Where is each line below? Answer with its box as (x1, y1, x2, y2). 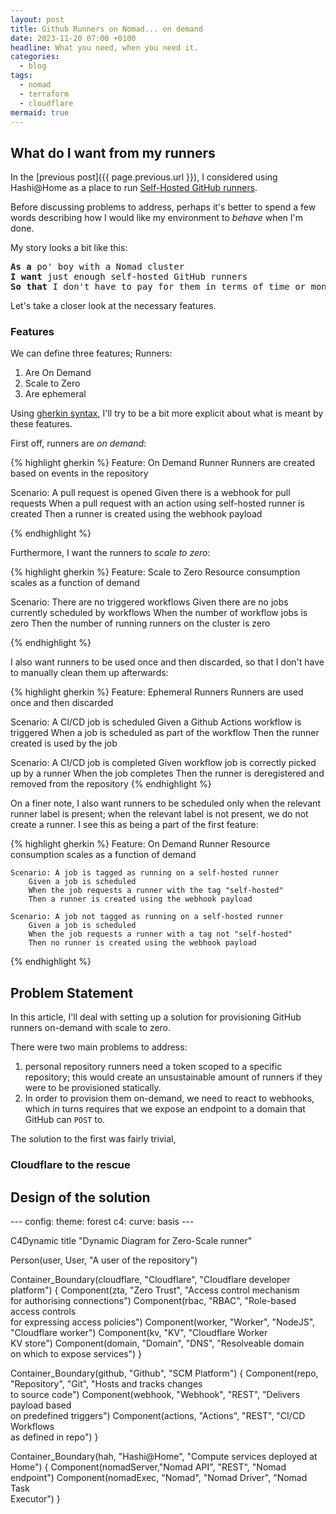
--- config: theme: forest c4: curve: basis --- (10, 1216, 195, 1228)
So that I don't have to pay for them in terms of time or (10, 281, 307, 293)
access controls (10, 1306, 77, 1318)
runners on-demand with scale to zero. (10, 1022, 172, 1034)
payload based (10, 1399, 72, 1411)
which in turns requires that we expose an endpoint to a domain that (24, 1103, 306, 1115)
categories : (10, 52, 60, 62)
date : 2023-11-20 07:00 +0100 (10, 33, 137, 43)
